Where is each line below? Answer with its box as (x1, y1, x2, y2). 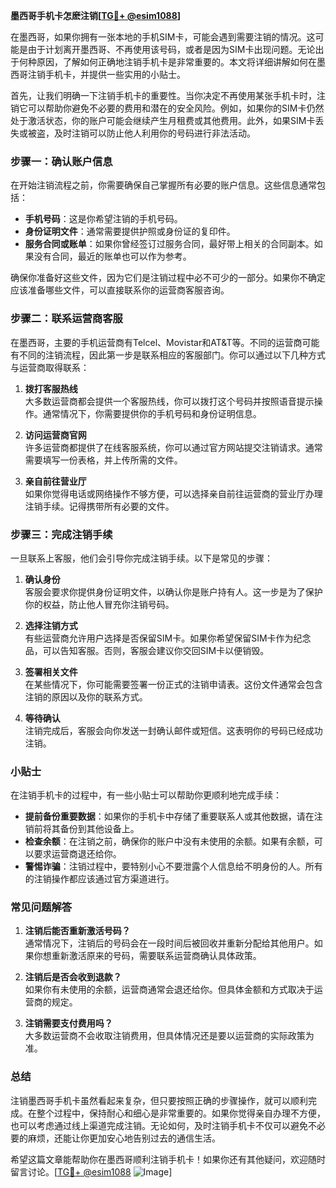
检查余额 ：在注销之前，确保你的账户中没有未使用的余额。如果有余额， (24, 835, 315, 848)
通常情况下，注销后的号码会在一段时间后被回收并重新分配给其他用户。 (24, 937, 315, 949)
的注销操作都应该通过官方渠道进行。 (24, 873, 175, 885)
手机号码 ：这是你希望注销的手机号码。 (24, 213, 183, 225)
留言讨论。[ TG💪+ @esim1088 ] (10, 1165, 173, 1178)
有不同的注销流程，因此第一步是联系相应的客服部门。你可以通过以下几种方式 (10, 349, 326, 361)
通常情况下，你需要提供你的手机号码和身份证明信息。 (42, 407, 262, 419)
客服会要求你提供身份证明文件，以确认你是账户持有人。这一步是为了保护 (24, 585, 323, 598)
